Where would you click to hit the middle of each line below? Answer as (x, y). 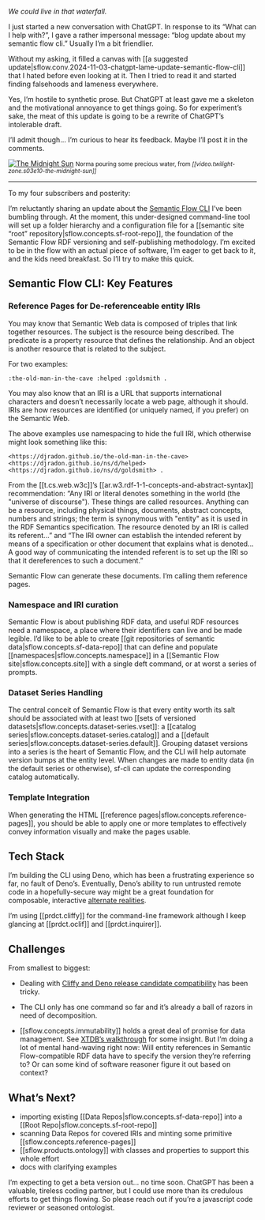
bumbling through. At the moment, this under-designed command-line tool (129, 217)
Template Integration (49, 797)
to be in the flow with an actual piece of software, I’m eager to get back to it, (132, 250)
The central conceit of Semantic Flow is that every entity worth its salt (122, 710)
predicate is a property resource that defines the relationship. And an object (131, 340)
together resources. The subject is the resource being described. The (121, 332)
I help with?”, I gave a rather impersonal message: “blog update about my (127, 35)
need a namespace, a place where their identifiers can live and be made (125, 630)
